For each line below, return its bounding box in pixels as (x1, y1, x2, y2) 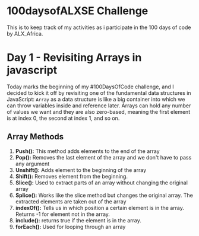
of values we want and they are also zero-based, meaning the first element (7, 108, 191, 115)
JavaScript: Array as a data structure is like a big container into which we (7, 95, 185, 103)
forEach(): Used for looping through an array (15, 223, 126, 230)
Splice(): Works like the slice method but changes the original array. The (15, 192, 194, 199)
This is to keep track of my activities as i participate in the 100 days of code (7, 24, 191, 31)
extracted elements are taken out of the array (15, 197, 127, 205)
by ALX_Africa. (7, 30, 43, 37)
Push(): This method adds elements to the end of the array (15, 147, 160, 155)
